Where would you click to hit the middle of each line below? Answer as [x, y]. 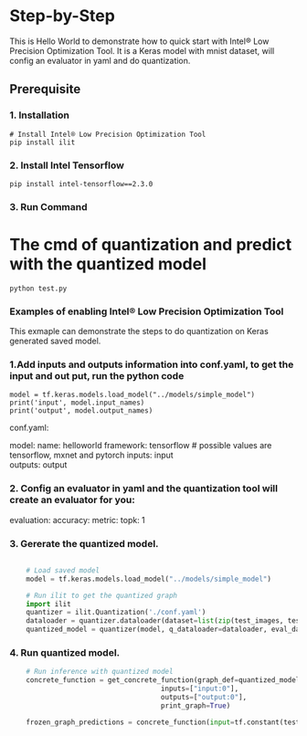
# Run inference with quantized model [100, 672]
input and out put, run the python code [97, 376]
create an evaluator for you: [72, 500]
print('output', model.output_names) [81, 411]
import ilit [48, 604]
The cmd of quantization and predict [151, 245]
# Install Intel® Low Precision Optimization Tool [108, 134]
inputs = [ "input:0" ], [200, 689]
